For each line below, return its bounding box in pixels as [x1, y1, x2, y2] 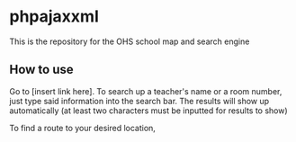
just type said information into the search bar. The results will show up [9, 95, 270, 106]
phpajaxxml [9, 6, 99, 27]
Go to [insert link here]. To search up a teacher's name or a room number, [9, 85, 283, 96]
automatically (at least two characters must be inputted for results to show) [9, 105, 288, 116]
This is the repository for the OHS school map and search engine [9, 36, 250, 47]
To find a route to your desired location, [9, 122, 156, 133]
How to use [9, 62, 74, 77]
